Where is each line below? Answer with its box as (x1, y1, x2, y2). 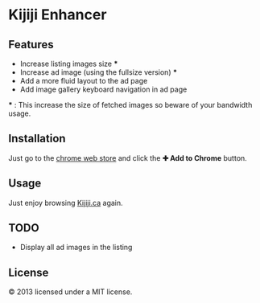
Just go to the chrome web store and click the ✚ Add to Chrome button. (8, 153, 247, 162)
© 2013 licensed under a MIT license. (8, 287, 133, 297)
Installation (8, 132, 66, 145)
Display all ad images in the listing (19, 243, 133, 252)
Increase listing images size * (19, 59, 118, 68)
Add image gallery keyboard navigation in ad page (19, 84, 188, 94)
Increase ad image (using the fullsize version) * (19, 68, 177, 77)
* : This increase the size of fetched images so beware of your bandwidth (8, 100, 253, 109)
